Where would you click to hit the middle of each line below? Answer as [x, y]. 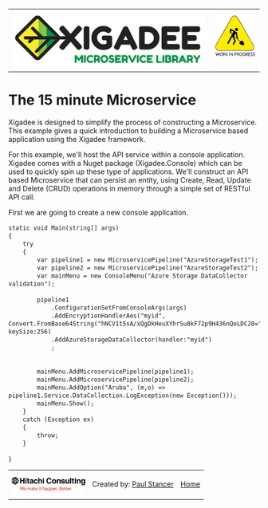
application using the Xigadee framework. [77, 139]
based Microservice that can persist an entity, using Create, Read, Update [130, 179]
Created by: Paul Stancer [133, 484]
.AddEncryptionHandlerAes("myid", [108, 316]
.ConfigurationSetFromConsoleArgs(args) [119, 308]
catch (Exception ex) [58, 419]
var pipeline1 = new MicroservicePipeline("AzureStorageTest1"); [148, 260]
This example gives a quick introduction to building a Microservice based [128, 130]
